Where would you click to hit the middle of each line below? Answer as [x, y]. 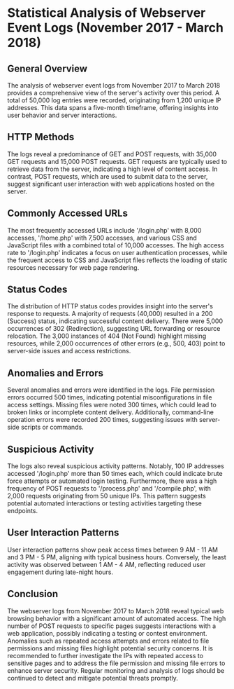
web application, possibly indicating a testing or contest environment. [107, 633]
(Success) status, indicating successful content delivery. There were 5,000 [115, 321]
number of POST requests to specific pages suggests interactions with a [112, 626]
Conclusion [33, 594]
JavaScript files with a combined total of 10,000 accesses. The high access [116, 245]
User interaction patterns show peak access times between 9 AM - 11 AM [113, 550]
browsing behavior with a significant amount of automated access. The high [117, 618]
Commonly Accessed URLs [67, 213]
